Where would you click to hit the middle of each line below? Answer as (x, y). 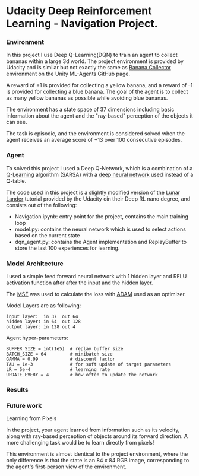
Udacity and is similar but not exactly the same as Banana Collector (89, 68)
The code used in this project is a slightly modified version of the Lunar (93, 192)
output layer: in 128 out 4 (41, 327)
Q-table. (16, 181)
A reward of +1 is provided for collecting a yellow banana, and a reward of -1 (99, 85)
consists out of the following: (42, 205)
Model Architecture (35, 264)
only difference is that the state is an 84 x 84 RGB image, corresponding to (98, 461)
